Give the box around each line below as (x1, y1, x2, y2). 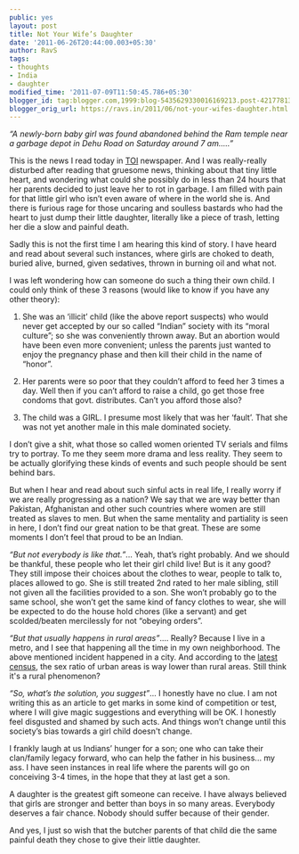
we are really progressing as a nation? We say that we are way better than (9, 494, 280, 505)
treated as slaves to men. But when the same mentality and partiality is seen (9, 513, 289, 524)
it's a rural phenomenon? (9, 670, 101, 682)
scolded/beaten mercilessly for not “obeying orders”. (9, 616, 203, 627)
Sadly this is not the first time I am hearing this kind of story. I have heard (9, 239, 278, 250)
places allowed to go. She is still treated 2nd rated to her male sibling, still (9, 578, 279, 588)
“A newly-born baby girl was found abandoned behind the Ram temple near (9, 128, 288, 139)
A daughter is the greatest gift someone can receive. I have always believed (9, 789, 287, 800)
